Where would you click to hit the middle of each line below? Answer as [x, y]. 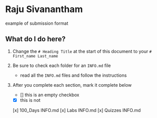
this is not [30, 100]
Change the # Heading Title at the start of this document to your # [82, 51]
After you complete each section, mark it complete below [72, 85]
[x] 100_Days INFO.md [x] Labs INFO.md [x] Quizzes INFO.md [76, 110]
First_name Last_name [35, 56]
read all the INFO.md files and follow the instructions [73, 75]
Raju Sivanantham [44, 9]
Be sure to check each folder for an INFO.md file [62, 65]
